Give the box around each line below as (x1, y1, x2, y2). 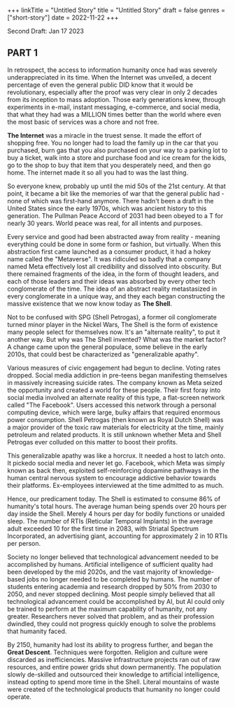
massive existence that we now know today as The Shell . (7, 299, 173, 308)
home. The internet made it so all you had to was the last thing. (7, 168, 189, 177)
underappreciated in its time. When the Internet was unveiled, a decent (7, 73, 212, 81)
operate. (7, 692, 31, 701)
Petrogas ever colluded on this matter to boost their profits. (7, 438, 178, 446)
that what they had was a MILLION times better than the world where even (7, 110, 222, 118)
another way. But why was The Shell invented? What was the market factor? (7, 335, 227, 343)
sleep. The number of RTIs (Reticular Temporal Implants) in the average (7, 516, 213, 525)
